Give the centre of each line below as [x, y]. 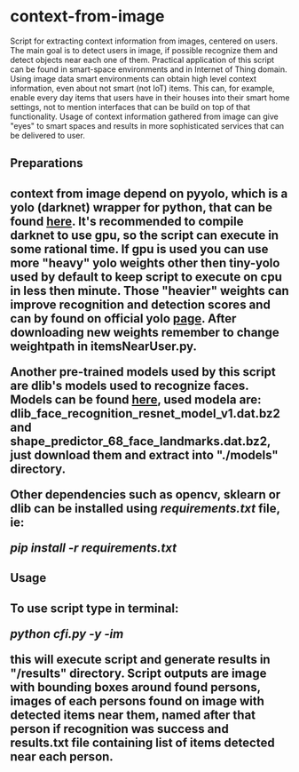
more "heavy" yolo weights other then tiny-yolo [145, 263]
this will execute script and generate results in [140, 659]
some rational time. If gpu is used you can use [139, 249]
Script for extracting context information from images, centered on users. [144, 41]
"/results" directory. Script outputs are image [138, 673]
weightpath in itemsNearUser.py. [104, 346]
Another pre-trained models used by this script [143, 372]
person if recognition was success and [119, 729]
